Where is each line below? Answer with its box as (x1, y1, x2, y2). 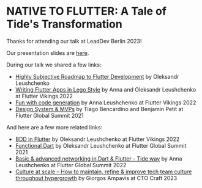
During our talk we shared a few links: (6, 61, 102, 68)
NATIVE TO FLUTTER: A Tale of (6, 4, 167, 18)
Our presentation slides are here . (6, 49, 89, 56)
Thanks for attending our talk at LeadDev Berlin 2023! (6, 37, 142, 45)
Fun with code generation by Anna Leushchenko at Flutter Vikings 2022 (15, 99, 196, 106)
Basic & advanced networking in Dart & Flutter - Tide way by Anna (15, 154, 182, 162)
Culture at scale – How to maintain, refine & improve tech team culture (15, 168, 192, 175)
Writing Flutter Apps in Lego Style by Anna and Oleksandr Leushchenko (15, 85, 196, 93)
